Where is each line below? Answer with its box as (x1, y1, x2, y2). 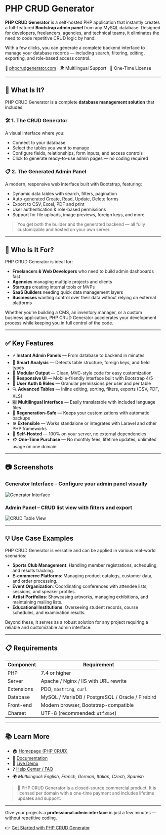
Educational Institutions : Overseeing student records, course (12, 604, 138, 610)
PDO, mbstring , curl (41, 686, 87, 693)
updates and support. (17, 795, 61, 801)
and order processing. (12, 578, 58, 584)
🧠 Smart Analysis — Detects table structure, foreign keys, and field (12, 359, 150, 365)
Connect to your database (12, 139, 66, 146)
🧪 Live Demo (12, 760, 39, 767)
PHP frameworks (12, 425, 47, 431)
